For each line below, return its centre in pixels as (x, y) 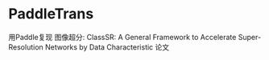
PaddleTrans (51, 14)
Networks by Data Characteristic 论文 (107, 47)
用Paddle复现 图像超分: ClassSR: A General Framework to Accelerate (122, 37)
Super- (250, 37)
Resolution (26, 47)
